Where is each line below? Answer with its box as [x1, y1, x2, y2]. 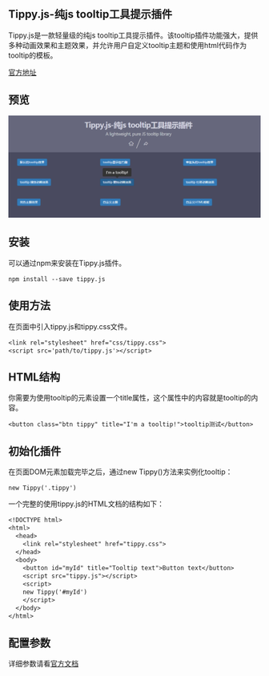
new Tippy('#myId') [22, 588, 88, 597]
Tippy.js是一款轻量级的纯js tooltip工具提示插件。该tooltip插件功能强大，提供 [8, 30, 259, 40]
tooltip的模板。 [8, 50, 58, 60]
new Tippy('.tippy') [8, 484, 78, 493]
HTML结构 [8, 370, 61, 384]
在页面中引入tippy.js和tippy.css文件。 [8, 321, 132, 331]
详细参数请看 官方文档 [8, 658, 78, 668]
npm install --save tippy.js [8, 275, 106, 283]
